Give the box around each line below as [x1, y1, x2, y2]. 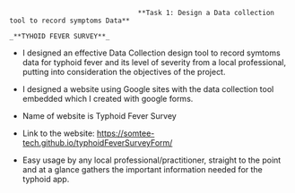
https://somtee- [97, 128, 155, 138]
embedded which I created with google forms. [22, 94, 194, 104]
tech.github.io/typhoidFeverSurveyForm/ [22, 138, 173, 147]
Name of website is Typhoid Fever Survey [22, 111, 177, 121]
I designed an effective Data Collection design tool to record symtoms [22, 47, 281, 58]
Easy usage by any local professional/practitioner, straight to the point [22, 155, 282, 165]
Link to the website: [22, 128, 96, 138]
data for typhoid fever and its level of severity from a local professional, [22, 57, 287, 67]
